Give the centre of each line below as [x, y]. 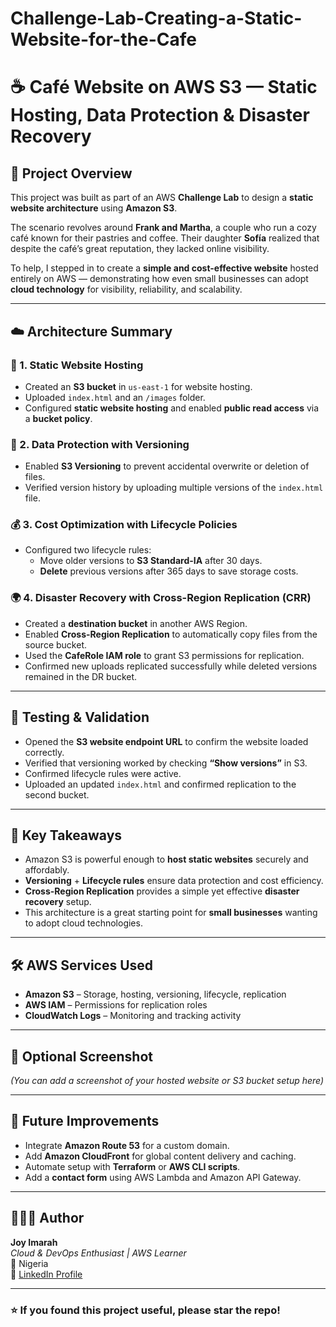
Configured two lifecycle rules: [88, 550]
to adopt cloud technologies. [83, 923]
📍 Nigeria [29, 1263]
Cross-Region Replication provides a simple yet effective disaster [162, 891]
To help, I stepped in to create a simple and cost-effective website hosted [164, 268]
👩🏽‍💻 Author [47, 1218]
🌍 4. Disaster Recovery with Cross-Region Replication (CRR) [161, 598]
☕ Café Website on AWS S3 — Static [164, 87]
